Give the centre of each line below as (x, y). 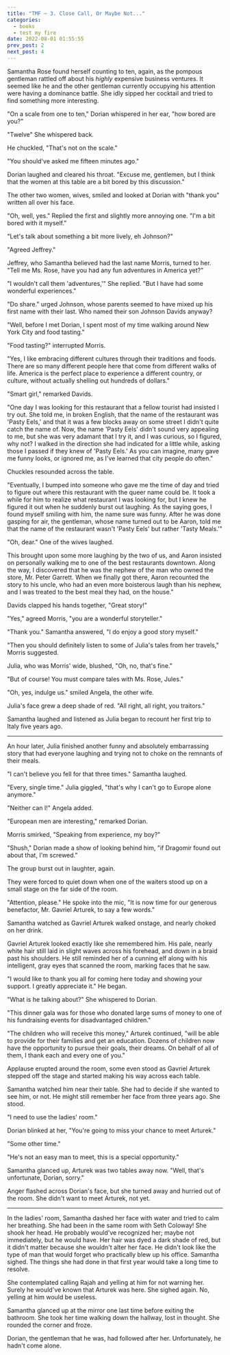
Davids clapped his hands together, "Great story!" (77, 605)
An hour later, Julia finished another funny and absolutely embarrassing (108, 746)
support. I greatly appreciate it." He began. (67, 986)
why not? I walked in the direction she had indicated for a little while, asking (114, 443)
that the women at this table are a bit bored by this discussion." (96, 181)
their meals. (24, 761)
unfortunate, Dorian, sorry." (46, 1177)
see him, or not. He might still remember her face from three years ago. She (114, 1096)
